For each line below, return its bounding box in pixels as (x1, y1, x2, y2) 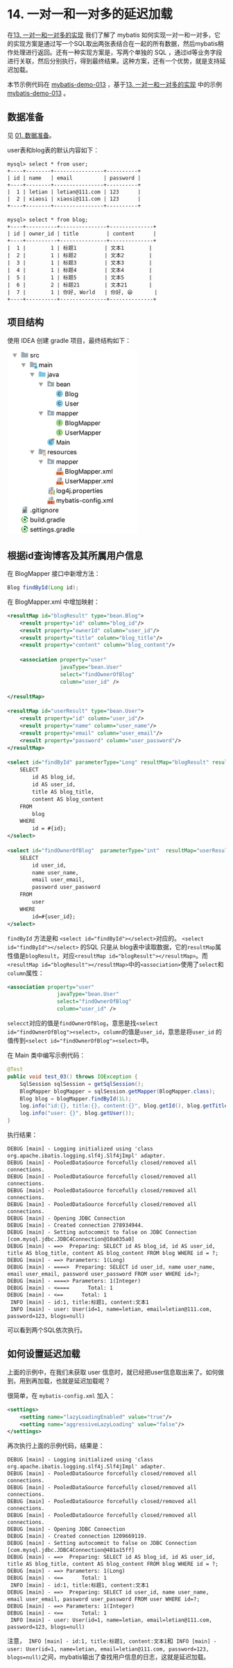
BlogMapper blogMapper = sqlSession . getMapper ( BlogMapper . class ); (19, 1088, 216, 1095)
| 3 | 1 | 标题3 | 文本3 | (7, 259, 153, 266)
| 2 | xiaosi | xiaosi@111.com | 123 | (7, 195, 141, 202)
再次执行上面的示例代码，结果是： (7, 1441, 105, 1450)
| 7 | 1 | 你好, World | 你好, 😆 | (7, 289, 158, 296)
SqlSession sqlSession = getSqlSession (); (19, 1080, 144, 1087)
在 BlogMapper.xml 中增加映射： (7, 598, 100, 606)
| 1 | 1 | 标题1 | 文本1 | (7, 244, 153, 251)
